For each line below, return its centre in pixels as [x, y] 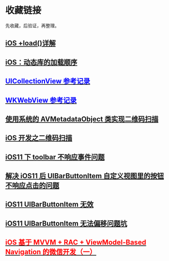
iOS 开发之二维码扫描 [39, 138]
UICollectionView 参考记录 [48, 81]
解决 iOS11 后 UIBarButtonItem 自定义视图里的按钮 [85, 176]
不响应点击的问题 [32, 186]
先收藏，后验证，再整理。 [32, 26]
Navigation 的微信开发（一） [51, 252]
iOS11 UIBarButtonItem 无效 [49, 205]
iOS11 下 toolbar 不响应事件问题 [55, 157]
